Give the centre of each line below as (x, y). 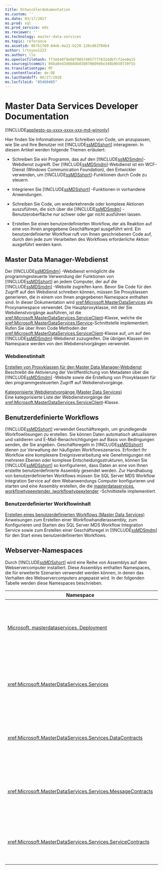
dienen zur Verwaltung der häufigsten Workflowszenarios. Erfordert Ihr (76, 450)
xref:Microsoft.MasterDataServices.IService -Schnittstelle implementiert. (77, 323)
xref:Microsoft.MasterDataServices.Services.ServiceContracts (78, 842)
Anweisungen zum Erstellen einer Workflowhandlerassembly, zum (71, 519)
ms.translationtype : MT (29, 69)
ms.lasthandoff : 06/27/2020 (33, 77)
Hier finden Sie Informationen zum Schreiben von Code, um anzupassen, (78, 139)
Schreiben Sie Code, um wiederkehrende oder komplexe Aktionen (78, 204)
